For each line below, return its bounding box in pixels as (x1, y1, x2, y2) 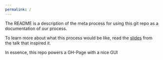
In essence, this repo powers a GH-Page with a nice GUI (5, 49, 118, 55)
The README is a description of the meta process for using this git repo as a (5, 20, 159, 26)
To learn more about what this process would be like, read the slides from (5, 35, 153, 41)
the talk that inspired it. (5, 40, 51, 46)
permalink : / (5, 7, 32, 12)
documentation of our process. (5, 25, 67, 31)
